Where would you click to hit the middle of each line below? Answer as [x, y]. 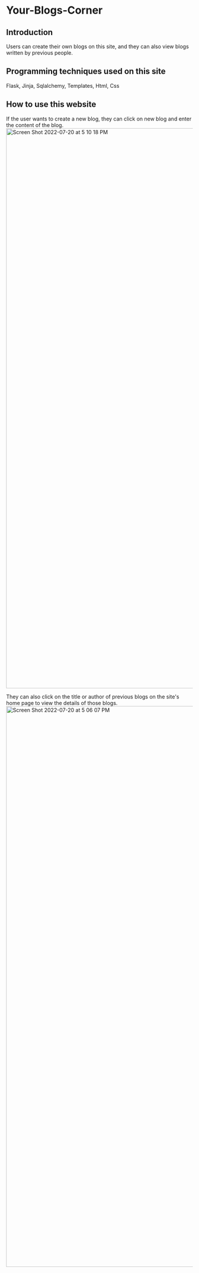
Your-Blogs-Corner [54, 10]
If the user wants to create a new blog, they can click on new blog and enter [99, 119]
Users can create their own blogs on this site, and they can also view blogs [98, 46]
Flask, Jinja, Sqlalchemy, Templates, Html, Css [63, 85]
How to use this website [51, 104]
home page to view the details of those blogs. [62, 703]
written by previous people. [39, 53]
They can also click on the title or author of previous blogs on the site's [93, 696]
